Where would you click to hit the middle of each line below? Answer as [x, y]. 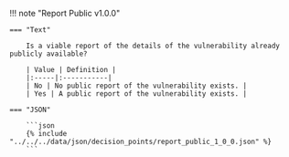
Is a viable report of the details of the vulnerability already [153, 46]
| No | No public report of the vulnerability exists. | [137, 86]
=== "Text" [30, 30]
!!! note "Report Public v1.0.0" [65, 13]
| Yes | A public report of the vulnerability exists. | [137, 94]
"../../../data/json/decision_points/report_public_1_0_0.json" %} [141, 141]
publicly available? [49, 54]
